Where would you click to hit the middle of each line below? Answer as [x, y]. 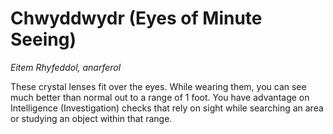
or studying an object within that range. [91, 118]
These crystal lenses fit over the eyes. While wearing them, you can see [158, 86]
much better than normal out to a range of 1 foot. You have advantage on [160, 97]
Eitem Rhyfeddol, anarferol [66, 67]
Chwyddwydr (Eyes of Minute [136, 18]
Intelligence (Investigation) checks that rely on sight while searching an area [167, 108]
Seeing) [43, 39]
